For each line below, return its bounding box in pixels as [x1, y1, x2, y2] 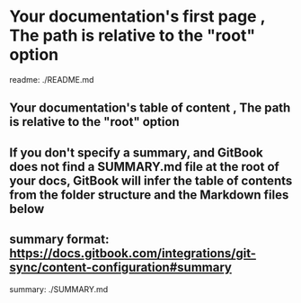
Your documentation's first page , [9, 6, 266, 27]
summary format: [9, 232, 110, 247]
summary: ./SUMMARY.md [9, 283, 109, 294]
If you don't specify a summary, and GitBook [9, 145, 263, 160]
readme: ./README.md [9, 74, 94, 85]
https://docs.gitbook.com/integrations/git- [9, 245, 257, 262]
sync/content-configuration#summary [9, 260, 232, 275]
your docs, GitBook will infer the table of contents [9, 173, 293, 188]
